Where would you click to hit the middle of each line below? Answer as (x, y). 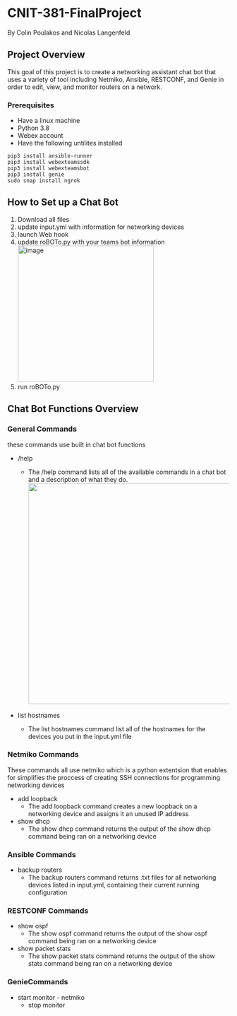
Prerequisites (31, 105)
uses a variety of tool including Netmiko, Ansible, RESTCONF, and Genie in (116, 79)
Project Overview (46, 55)
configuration (48, 892)
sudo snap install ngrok (44, 181)
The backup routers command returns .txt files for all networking (122, 878)
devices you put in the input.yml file (80, 736)
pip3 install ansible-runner (50, 156)
